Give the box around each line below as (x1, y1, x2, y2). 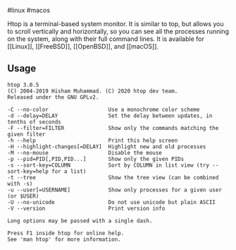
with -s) (7, 180, 33, 187)
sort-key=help (7, 167, 49, 175)
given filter (7, 131, 46, 138)
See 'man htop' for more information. (7, 236, 121, 243)
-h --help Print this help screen (7, 137, 178, 144)
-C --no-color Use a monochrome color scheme (7, 106, 200, 113)
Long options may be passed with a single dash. (7, 217, 153, 225)
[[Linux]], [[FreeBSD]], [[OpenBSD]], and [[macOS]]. (7, 42, 159, 50)
